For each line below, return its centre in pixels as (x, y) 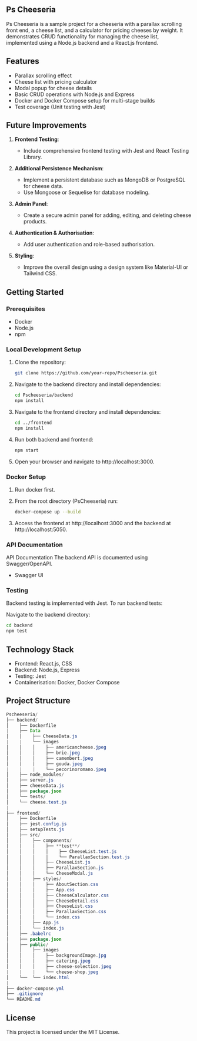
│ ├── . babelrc (29, 934)
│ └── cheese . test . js (36, 802)
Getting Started (35, 292)
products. (35, 222)
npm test (17, 631)
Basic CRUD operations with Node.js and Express (74, 94)
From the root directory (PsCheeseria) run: (66, 501)
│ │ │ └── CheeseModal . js (50, 874)
